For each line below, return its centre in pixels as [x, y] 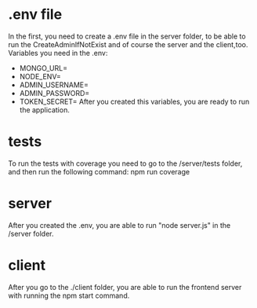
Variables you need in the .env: [58, 53]
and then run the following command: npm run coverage [99, 171]
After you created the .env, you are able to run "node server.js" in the [119, 225]
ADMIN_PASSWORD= [54, 93]
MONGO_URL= [43, 68]
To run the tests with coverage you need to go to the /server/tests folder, [125, 163]
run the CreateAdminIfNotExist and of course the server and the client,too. [128, 44]
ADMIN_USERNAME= [54, 85]
